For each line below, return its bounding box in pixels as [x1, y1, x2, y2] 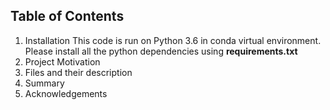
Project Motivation [24, 55, 101, 68]
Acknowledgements [24, 87, 108, 99]
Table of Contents [10, 8, 125, 25]
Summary [24, 77, 65, 89]
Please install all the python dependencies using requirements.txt [24, 45, 298, 57]
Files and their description [24, 66, 133, 78]
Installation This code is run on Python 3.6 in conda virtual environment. [24, 34, 322, 46]
